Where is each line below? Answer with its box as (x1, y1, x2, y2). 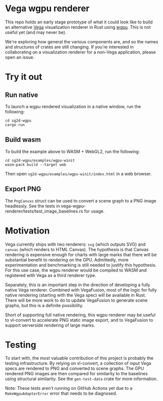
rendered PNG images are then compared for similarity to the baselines (5, 371, 148, 377)
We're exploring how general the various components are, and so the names (5, 38, 159, 44)
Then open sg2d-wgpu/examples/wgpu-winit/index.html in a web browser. (5, 171, 152, 177)
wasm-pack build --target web (5, 162, 67, 167)
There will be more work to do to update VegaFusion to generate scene (5, 297, 148, 303)
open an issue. (5, 54, 35, 60)
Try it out (5, 72, 42, 83)
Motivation (5, 225, 50, 236)
